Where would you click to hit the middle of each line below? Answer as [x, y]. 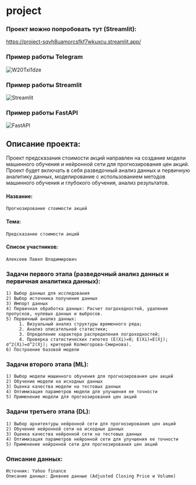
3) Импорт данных [27, 304]
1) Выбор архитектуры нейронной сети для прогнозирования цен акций [91, 424]
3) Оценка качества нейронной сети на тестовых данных [74, 434]
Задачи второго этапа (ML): [47, 364]
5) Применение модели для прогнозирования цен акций [71, 397]
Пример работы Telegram [45, 57]
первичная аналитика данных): [53, 281]
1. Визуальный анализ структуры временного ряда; [80, 324]
